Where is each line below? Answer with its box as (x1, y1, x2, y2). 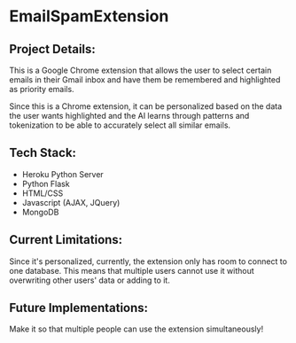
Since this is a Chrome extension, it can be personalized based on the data (9, 101, 283, 112)
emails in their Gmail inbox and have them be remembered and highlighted (9, 74, 281, 85)
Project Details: (9, 42, 96, 57)
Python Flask (21, 178, 70, 189)
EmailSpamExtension (9, 6, 169, 27)
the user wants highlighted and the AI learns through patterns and (9, 111, 250, 121)
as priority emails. (9, 84, 74, 94)
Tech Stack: (9, 145, 77, 160)
